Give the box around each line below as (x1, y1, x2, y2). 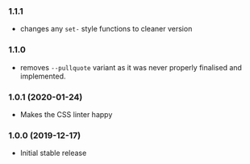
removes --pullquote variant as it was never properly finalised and (19, 62, 242, 72)
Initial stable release (19, 148, 87, 158)
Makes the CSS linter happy (19, 109, 113, 119)
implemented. (19, 71, 66, 81)
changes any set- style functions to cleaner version (19, 24, 193, 34)
